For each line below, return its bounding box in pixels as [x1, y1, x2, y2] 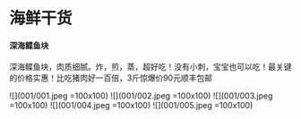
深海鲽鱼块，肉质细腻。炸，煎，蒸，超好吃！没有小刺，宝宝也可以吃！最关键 [9, 62, 292, 72]
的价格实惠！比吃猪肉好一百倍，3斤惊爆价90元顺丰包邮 [9, 72, 213, 83]
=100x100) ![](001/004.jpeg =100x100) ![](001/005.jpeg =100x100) [9, 100, 254, 111]
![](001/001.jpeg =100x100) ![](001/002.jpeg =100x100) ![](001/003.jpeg [9, 90, 273, 101]
